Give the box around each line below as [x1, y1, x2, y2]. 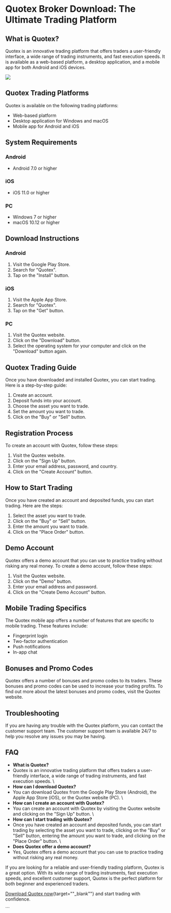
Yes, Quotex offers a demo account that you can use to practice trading [12, 849, 163, 855]
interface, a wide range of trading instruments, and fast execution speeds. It [5, 53, 165, 59]
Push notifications [12, 644, 51, 650]
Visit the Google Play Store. [12, 261, 70, 267]
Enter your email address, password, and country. [12, 463, 118, 469]
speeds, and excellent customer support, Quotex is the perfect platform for [5, 875, 163, 881]
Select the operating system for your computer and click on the [12, 343, 146, 349]
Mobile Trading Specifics [5, 604, 87, 613]
